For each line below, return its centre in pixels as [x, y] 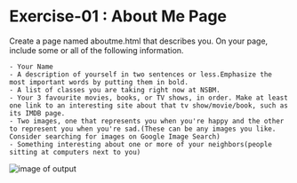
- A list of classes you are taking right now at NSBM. [115, 90]
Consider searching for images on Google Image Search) [115, 136]
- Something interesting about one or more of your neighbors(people [141, 144]
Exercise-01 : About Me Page [118, 16]
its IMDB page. [37, 113]
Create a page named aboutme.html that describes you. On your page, [139, 41]
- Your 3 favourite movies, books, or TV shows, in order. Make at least [149, 98]
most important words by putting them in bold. [99, 82]
